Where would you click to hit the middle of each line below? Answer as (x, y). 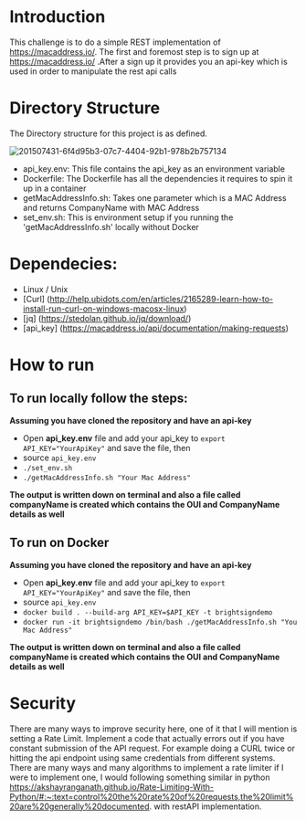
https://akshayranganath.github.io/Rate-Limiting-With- (112, 786)
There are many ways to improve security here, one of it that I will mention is (153, 729)
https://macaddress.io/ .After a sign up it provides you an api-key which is (148, 61)
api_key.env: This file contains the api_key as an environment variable (154, 168)
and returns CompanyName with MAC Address (111, 207)
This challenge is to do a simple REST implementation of (115, 42)
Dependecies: (63, 264)
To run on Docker (59, 543)
